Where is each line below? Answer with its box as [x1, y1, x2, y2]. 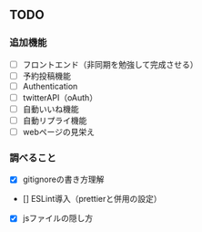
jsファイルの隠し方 [22, 213, 94, 224]
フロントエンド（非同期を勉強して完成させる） [22, 58, 198, 69]
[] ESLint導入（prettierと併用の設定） [22, 194, 162, 205]
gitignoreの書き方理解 [22, 174, 105, 185]
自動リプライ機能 [22, 115, 87, 126]
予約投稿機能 [22, 70, 71, 81]
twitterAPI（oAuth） [22, 91, 98, 103]
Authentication [22, 80, 78, 91]
